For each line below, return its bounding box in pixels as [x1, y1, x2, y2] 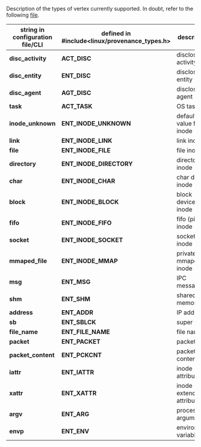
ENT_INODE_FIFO [61, 219, 112, 226]
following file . [6, 11, 39, 19]
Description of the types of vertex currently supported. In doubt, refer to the [6, 5, 193, 12]
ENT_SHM [61, 295, 91, 303]
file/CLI [22, 41, 43, 48]
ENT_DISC [61, 72, 91, 79]
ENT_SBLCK [61, 318, 96, 326]
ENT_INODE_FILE [61, 146, 111, 154]
